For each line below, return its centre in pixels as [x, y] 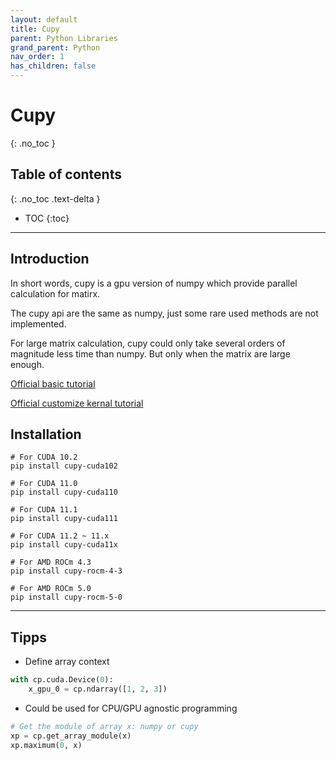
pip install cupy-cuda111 [64, 519]
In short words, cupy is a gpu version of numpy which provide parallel [154, 283]
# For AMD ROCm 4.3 [51, 562]
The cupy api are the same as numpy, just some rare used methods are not [164, 313]
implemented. [38, 323]
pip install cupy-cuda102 [64, 466]
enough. [27, 364]
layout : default [44, 19]
